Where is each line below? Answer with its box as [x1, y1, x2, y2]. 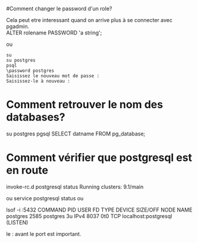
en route [6, 163, 49, 177]
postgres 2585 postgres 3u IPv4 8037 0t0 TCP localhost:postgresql [6, 212, 172, 219]
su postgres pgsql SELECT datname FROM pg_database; [6, 130, 146, 137]
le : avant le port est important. [6, 230, 81, 237]
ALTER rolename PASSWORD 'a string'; [6, 29, 102, 36]
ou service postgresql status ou [6, 194, 84, 201]
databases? [6, 111, 65, 124]
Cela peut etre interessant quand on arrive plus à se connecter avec [6, 17, 173, 23]
